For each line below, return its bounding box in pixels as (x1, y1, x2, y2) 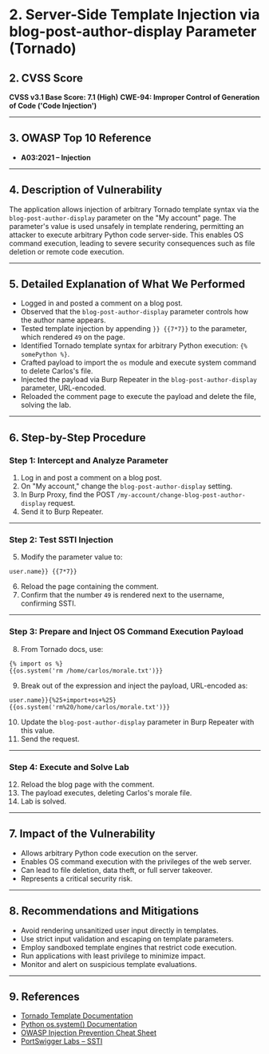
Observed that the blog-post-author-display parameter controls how (20, 307, 249, 317)
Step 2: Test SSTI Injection (9, 535, 114, 546)
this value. (20, 725, 55, 735)
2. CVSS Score (9, 71, 83, 85)
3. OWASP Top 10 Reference (9, 132, 152, 145)
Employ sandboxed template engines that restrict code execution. (20, 942, 237, 952)
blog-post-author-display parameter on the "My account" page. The (9, 213, 236, 223)
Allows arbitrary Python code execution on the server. (20, 848, 199, 858)
